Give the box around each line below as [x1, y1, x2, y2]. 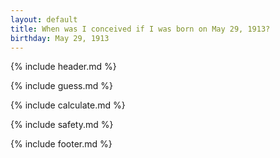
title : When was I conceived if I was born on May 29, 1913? [10, 24, 271, 34]
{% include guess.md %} [10, 80, 113, 92]
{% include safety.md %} [10, 119, 114, 131]
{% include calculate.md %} [10, 99, 126, 111]
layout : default [10, 14, 78, 25]
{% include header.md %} [10, 61, 117, 73]
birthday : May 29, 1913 [10, 33, 110, 43]
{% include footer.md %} [10, 138, 113, 150]
